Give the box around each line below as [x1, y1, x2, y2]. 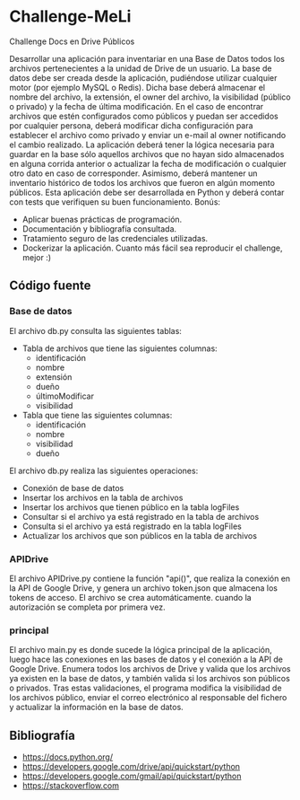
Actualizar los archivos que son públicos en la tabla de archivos [21, 530, 258, 541]
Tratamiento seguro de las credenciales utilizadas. [21, 233, 209, 243]
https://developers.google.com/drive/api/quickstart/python [21, 761, 240, 772]
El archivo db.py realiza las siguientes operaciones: [9, 465, 199, 476]
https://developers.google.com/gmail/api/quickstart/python [21, 770, 242, 782]
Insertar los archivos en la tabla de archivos [21, 492, 184, 503]
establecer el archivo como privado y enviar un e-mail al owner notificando [9, 129, 287, 140]
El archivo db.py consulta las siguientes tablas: [9, 325, 182, 336]
